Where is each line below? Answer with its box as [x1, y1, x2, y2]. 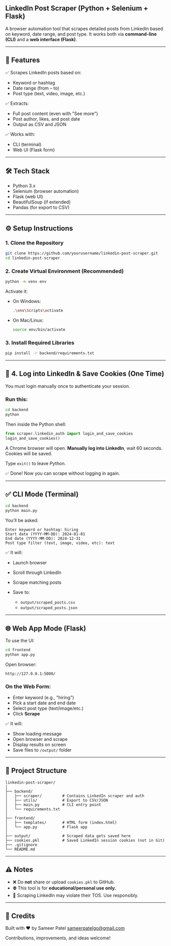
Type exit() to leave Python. [5, 460, 66, 466]
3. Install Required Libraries [5, 339, 75, 346]
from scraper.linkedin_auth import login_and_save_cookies [5, 431, 133, 436]
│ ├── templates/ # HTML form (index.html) [5, 820, 117, 825]
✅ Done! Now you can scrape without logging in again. [5, 470, 121, 476]
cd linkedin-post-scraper [5, 255, 60, 261]
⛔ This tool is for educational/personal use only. [12, 885, 116, 891]
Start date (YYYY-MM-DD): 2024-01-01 [5, 532, 85, 537]
